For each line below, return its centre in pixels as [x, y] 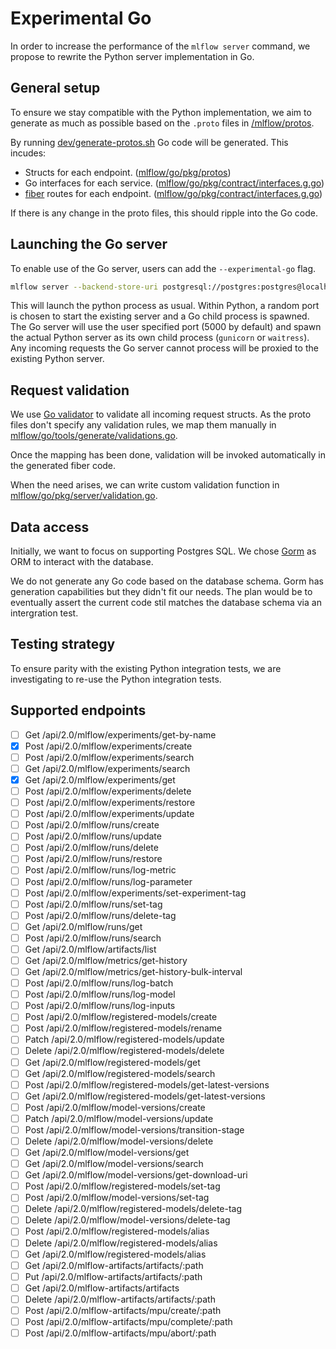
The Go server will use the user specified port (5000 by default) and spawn [166, 327]
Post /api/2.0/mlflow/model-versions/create [115, 1107]
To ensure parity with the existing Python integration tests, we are [146, 668]
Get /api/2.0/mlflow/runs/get [83, 926]
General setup [55, 88]
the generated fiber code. [63, 466]
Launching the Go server [89, 244]
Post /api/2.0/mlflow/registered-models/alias [117, 1231]
